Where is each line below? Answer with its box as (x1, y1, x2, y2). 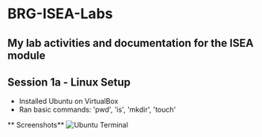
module (7, 48, 46, 62)
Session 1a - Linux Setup (7, 75, 131, 89)
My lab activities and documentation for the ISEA (7, 36, 254, 50)
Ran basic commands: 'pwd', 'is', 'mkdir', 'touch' (18, 105, 177, 115)
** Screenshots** (7, 120, 65, 130)
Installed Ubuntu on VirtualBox (18, 97, 119, 106)
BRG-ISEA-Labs (7, 5, 113, 23)
